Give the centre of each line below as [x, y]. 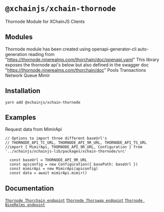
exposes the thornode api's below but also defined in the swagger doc [77, 65]
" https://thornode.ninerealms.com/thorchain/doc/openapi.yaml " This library [82, 59]
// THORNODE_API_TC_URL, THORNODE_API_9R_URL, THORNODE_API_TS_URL [76, 143]
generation [16, 54]
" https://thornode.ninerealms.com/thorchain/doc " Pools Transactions [76, 70]
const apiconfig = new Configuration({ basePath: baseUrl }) [74, 164]
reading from [41, 54]
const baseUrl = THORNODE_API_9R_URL [48, 160]
